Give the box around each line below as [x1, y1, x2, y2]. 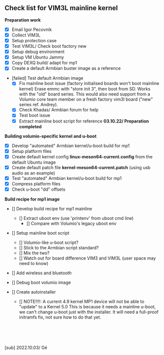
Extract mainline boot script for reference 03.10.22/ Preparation [19, 118, 149, 124]
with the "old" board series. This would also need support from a [19, 91, 150, 97]
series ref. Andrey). [19, 102, 58, 108]
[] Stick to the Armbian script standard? [19, 245, 99, 250]
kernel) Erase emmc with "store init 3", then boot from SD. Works [19, 86, 151, 92]
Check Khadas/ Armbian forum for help [19, 107, 99, 113]
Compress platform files [11, 180, 61, 186]
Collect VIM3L [11, 32, 41, 38]
